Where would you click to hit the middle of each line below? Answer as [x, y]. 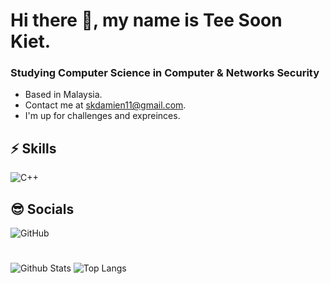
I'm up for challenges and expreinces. [102, 116]
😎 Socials [42, 209]
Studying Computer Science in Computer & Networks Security [165, 73]
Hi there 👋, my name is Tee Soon [146, 20]
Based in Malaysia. [63, 95]
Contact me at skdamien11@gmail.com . [105, 105]
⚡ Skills [33, 148]
